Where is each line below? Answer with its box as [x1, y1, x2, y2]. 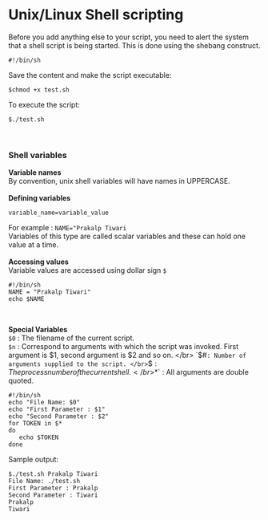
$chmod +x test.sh [8, 86, 70, 94]
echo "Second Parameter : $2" [8, 412, 110, 420]
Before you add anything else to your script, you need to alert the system [8, 32, 250, 42]
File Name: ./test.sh [8, 477, 81, 485]
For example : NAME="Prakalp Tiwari [8, 223, 127, 233]
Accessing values [8, 257, 70, 266]
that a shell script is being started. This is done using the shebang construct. [8, 40, 261, 50]
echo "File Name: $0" [8, 399, 81, 407]
